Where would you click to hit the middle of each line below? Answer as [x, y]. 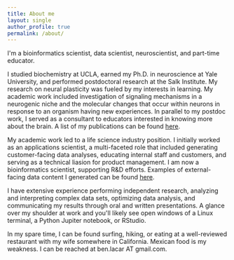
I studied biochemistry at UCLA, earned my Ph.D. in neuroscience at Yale [112, 74]
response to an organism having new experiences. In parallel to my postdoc [117, 111]
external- [198, 170]
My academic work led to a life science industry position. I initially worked [114, 140]
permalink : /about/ [36, 33]
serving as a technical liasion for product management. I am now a [103, 163]
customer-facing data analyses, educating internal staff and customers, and [117, 155]
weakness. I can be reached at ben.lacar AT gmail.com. [87, 249]
